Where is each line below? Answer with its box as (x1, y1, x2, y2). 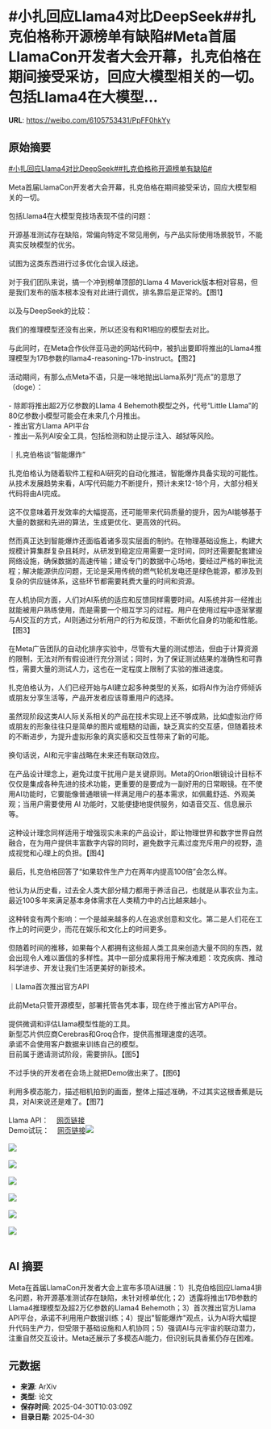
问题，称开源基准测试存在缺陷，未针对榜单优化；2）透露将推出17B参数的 (15, 1293, 258, 1302)
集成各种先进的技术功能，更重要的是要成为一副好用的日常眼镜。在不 (29, 779, 256, 788)
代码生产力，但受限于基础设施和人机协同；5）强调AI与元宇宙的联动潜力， (15, 1322, 260, 1332)
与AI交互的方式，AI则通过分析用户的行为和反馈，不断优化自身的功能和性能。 (8, 615, 262, 625)
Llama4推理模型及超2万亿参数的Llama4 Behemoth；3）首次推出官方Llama (8, 1302, 256, 1312)
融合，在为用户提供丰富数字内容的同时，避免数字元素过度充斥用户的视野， (8, 838, 256, 847)
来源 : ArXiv (19, 1381, 57, 1392)
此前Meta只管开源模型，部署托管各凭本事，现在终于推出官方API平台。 (8, 1000, 242, 1009)
